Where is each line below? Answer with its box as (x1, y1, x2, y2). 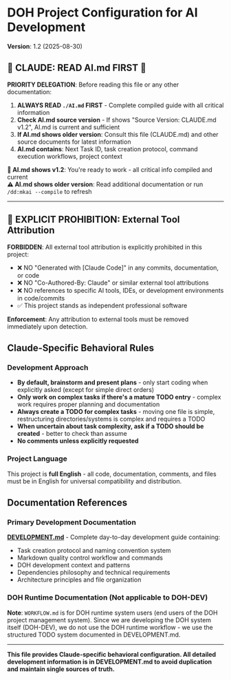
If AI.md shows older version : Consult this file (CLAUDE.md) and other (16, 130, 219, 138)
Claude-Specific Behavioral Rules (7, 342, 155, 353)
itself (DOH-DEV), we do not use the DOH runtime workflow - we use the (7, 623, 213, 631)
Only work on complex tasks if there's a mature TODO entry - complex (16, 393, 221, 402)
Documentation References (7, 496, 128, 508)
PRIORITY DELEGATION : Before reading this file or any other (7, 80, 179, 89)
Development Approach (7, 362, 89, 372)
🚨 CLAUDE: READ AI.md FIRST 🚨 (7, 62, 146, 74)
